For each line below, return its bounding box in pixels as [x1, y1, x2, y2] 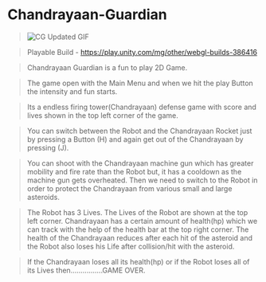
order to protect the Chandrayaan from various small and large [26, 183, 233, 193]
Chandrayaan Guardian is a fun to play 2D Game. [26, 62, 188, 72]
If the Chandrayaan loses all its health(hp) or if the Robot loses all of [26, 257, 250, 266]
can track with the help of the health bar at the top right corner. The [26, 225, 249, 234]
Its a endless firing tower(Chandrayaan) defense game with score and [26, 102, 256, 112]
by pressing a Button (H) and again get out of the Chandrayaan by [26, 134, 244, 144]
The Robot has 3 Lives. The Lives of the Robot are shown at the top [26, 207, 248, 217]
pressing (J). [26, 143, 69, 152]
